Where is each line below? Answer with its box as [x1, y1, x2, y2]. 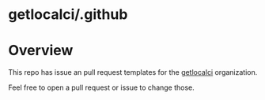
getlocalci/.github [8, 6, 128, 24]
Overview [8, 42, 74, 60]
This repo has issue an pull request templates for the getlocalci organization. [8, 68, 258, 77]
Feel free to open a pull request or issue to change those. [8, 83, 195, 92]
